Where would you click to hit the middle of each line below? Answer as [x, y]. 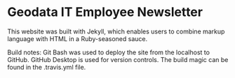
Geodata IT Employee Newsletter [105, 12]
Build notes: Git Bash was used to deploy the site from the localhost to [109, 52]
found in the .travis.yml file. [47, 67]
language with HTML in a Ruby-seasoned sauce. [78, 38]
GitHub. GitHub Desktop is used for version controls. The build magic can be [118, 59]
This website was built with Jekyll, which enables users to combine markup [116, 31]
